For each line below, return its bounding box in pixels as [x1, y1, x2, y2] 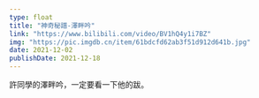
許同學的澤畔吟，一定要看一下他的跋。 [9, 79, 149, 89]
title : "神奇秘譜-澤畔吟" [9, 21, 95, 30]
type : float [9, 12, 53, 22]
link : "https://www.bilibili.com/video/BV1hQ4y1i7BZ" [9, 29, 212, 38]
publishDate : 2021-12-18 [9, 54, 101, 63]
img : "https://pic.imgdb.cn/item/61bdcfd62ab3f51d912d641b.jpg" [9, 37, 251, 47]
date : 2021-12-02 [9, 46, 73, 55]
